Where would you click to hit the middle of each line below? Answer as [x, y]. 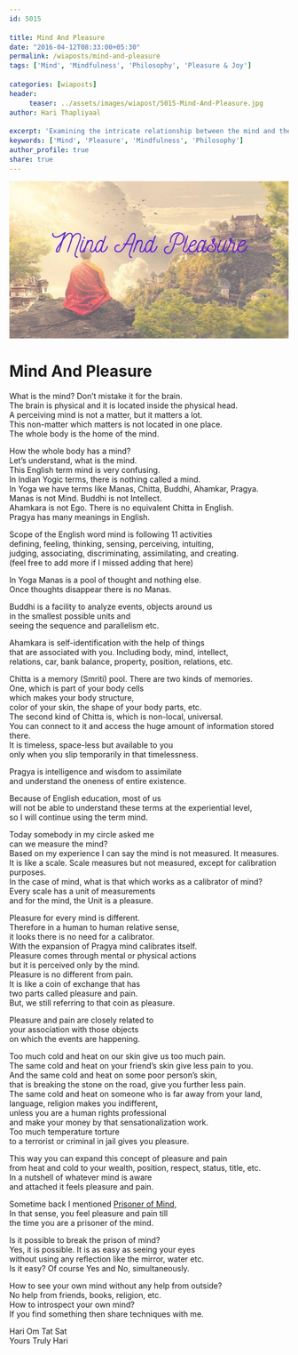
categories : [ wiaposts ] [53, 84]
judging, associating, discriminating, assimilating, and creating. [124, 553]
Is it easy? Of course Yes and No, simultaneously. [99, 1269]
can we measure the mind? [59, 844]
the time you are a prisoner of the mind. [82, 1223]
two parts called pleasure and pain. [74, 994]
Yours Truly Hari [39, 1341]
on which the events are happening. [74, 1039]
